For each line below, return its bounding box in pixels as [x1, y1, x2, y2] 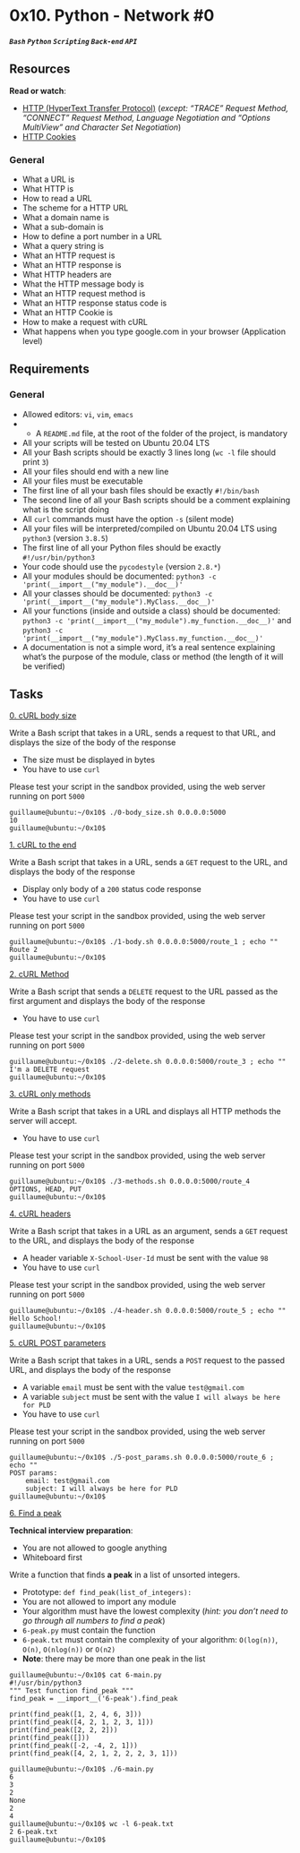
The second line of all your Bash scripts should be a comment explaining [21, 494, 291, 505]
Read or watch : [9, 85, 67, 96]
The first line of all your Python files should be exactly [21, 542, 221, 553]
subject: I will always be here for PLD [25, 1484, 178, 1494]
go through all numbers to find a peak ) [21, 1616, 166, 1626]
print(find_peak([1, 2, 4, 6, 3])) [9, 1710, 142, 1720]
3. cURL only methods [9, 1089, 91, 1100]
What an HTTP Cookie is [21, 306, 114, 318]
